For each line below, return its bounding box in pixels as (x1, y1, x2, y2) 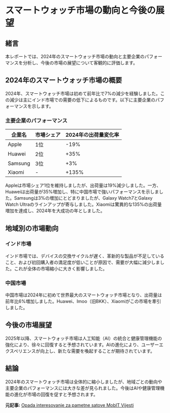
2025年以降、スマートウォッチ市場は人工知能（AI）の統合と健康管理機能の (5, 335, 162, 341)
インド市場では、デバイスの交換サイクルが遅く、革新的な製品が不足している (5, 253, 164, 259)
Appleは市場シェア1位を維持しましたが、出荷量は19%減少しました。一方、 (5, 182, 161, 189)
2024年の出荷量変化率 (65, 131, 119, 138)
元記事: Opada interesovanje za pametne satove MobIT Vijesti (5, 402, 134, 408)
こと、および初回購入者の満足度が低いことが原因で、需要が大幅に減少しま (5, 259, 160, 265)
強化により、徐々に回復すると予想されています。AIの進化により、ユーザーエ (5, 342, 163, 348)
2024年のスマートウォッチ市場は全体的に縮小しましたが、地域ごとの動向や (5, 379, 162, 385)
